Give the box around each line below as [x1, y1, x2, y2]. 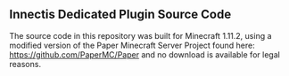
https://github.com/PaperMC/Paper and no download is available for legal [9, 49, 281, 60]
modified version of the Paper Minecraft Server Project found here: [9, 40, 256, 50]
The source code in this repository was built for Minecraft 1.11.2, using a [9, 30, 272, 41]
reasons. [9, 58, 42, 69]
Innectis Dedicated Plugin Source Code [9, 7, 232, 22]
